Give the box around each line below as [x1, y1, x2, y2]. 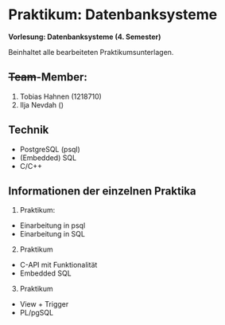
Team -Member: [8, 70, 87, 84]
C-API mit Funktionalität [19, 260, 98, 270]
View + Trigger [19, 300, 69, 309]
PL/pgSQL [19, 308, 54, 318]
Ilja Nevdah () [19, 100, 64, 109]
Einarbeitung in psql [19, 221, 86, 230]
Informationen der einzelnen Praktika [8, 184, 196, 198]
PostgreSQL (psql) [19, 144, 81, 154]
